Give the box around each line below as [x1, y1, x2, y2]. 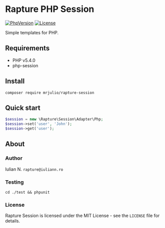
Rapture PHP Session [5, 3, 94, 15]
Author [5, 155, 23, 162]
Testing [5, 178, 24, 185]
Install [5, 77, 25, 86]
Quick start [5, 104, 41, 112]
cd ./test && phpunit [5, 190, 50, 195]
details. [5, 218, 20, 224]
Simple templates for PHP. [5, 29, 59, 35]
